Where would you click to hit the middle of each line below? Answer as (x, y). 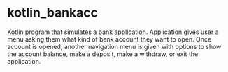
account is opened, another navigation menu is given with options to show (114, 46)
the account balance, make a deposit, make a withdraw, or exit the (103, 54)
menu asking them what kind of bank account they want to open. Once (109, 39)
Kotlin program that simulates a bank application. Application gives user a (113, 32)
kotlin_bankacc (53, 13)
